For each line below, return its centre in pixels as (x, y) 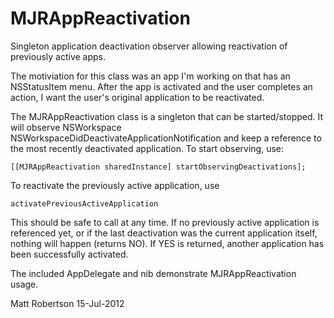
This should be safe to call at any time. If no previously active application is (165, 222)
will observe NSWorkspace (66, 127)
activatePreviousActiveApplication (84, 203)
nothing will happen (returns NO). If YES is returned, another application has (167, 243)
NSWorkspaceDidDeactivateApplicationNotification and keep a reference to (166, 138)
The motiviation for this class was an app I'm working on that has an (150, 76)
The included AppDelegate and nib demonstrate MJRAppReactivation (153, 273)
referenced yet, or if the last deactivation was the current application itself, (164, 233)
